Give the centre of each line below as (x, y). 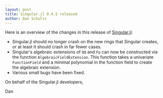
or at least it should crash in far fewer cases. (57, 47)
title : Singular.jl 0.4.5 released (41, 14)
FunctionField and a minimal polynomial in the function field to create (82, 62)
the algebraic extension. (36, 67)
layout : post (18, 9)
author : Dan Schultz (26, 18)
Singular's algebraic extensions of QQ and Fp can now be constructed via (85, 52)
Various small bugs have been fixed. (49, 73)
